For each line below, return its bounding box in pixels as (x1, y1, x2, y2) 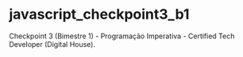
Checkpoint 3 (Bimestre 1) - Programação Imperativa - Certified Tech (9, 31, 235, 41)
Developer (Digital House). (9, 39, 96, 48)
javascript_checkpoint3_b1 (9, 5, 190, 23)
